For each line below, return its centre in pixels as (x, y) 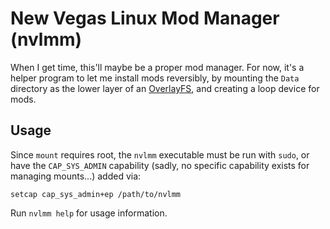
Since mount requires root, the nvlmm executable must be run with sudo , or (160, 154)
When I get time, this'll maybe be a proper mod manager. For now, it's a (157, 67)
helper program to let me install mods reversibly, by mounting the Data (155, 78)
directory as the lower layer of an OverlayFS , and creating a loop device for (165, 88)
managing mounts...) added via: (76, 176)
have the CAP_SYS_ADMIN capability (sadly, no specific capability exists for (160, 165)
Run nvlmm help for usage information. (89, 213)
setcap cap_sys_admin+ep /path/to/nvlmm (96, 194)
